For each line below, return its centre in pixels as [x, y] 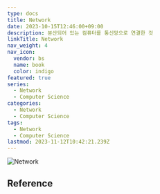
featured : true [29, 78]
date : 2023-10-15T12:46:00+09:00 [55, 26]
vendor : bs [29, 59]
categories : [24, 104]
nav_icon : [21, 52]
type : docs [23, 13]
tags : [15, 123]
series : [18, 84]
